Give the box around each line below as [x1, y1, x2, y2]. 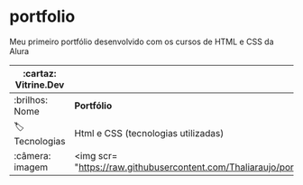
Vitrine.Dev [14, 79, 65, 91]
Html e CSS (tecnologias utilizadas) [74, 127, 225, 140]
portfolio [9, 6, 76, 27]
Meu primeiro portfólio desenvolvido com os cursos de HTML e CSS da [9, 36, 274, 47]
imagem [14, 161, 49, 173]
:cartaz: [23, 67, 57, 79]
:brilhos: [14, 93, 48, 106]
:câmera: [14, 149, 51, 162]
